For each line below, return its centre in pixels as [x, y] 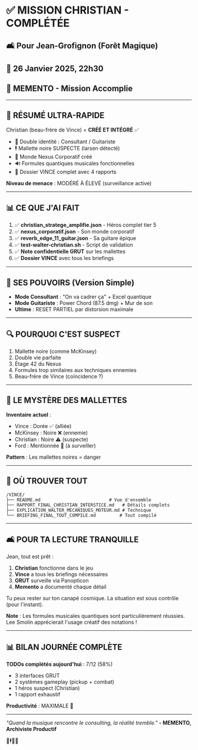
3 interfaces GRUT [37, 676]
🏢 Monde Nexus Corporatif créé [53, 156]
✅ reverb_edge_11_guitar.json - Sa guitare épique [75, 238]
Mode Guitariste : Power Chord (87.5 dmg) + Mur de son [84, 303]
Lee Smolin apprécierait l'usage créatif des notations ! [72, 622]
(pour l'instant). [25, 604]
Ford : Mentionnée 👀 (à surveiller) [55, 445]
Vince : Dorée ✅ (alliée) [43, 426]
